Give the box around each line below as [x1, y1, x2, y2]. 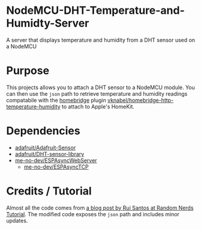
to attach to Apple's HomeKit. [62, 103, 135, 110]
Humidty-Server [6, 16, 89, 30]
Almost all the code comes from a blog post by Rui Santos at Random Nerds [6, 204, 194, 211]
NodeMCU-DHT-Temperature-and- [6, 4, 185, 17]
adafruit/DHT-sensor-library [14, 150, 85, 157]
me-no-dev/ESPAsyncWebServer [14, 157, 97, 164]
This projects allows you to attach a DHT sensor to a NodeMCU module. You [6, 84, 195, 91]
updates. [6, 217, 28, 224]
